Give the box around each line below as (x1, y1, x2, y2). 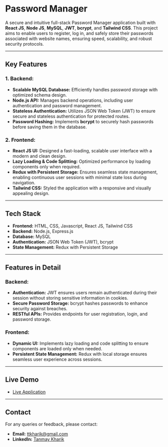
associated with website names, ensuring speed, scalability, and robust (5, 36, 152, 42)
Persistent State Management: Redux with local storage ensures (12, 351, 147, 357)
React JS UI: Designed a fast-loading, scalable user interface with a (12, 147, 152, 153)
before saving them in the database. (12, 124, 87, 130)
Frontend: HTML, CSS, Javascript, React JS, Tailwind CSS (12, 222, 133, 229)
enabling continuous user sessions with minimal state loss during (12, 174, 147, 180)
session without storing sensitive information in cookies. (12, 295, 128, 301)
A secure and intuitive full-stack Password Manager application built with (5, 20, 156, 26)
